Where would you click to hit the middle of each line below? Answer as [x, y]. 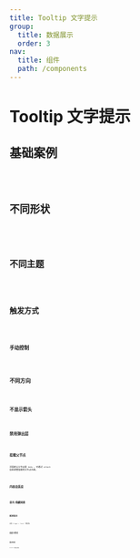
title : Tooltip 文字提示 [54, 18]
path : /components [53, 69]
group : [22, 26]
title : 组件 [39, 60]
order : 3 [34, 43]
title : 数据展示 [46, 35]
